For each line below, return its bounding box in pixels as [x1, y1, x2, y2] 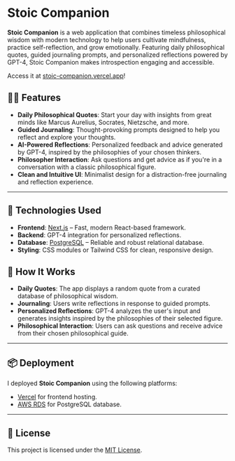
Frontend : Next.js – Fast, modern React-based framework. [17, 223, 187, 232]
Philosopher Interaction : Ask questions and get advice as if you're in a [17, 155, 222, 163]
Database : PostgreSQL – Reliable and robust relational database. [17, 238, 204, 246]
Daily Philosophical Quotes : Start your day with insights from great [17, 110, 212, 119]
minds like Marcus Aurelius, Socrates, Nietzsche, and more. [17, 118, 190, 126]
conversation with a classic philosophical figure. [17, 163, 156, 171]
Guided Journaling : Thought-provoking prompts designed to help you [17, 125, 220, 134]
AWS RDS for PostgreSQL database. [17, 400, 122, 408]
